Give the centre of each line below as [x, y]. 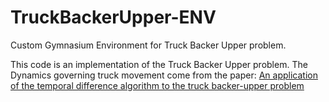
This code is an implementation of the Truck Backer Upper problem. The [159, 64]
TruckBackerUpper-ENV [113, 17]
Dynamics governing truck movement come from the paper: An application [164, 75]
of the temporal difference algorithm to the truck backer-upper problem [157, 85]
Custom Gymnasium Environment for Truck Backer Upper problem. [148, 45]
